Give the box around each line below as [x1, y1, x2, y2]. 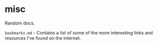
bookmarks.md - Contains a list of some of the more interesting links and [5, 29, 153, 35]
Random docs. [5, 20, 35, 26]
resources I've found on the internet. [5, 35, 82, 41]
